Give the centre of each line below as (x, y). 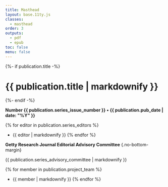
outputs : (14, 33)
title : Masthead (22, 10)
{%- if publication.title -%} (33, 66)
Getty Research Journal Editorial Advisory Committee (63, 145)
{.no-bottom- (135, 145)
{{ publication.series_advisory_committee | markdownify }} (66, 160)
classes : (14, 19)
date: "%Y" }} (20, 116)
